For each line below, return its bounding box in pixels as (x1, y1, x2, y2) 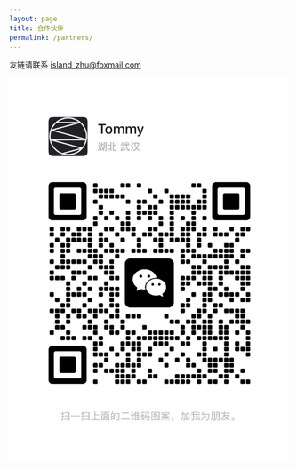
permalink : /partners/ (9, 33, 93, 42)
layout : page (9, 14, 58, 23)
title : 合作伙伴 (9, 23, 64, 33)
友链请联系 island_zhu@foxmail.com (9, 60, 142, 70)
